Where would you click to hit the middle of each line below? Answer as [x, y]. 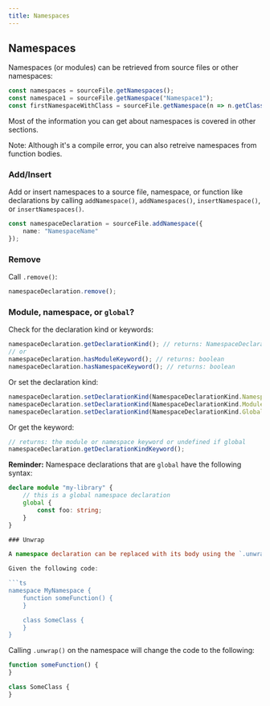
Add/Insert [30, 174]
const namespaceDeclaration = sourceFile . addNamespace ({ [106, 224]
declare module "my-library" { [61, 488]
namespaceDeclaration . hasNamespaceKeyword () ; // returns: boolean [122, 367]
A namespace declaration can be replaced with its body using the [122, 554]
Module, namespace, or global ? [72, 312]
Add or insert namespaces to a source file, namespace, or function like [126, 192]
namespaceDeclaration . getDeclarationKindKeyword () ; [96, 449]
